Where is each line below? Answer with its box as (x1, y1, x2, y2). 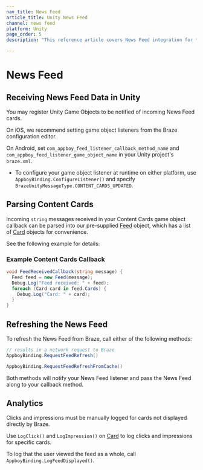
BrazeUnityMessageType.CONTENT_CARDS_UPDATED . (14, 182, 134, 189)
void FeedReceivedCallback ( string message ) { (6, 269, 123, 275)
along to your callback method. (6, 381, 83, 388)
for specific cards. (6, 439, 52, 446)
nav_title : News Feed (6, 8, 61, 15)
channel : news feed (6, 20, 56, 26)
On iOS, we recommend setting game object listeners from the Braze (6, 126, 178, 134)
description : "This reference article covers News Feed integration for (6, 37, 193, 43)
